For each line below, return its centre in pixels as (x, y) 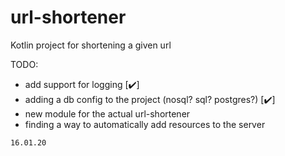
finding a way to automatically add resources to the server (145, 124)
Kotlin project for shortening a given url (91, 45)
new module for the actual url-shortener (107, 113)
